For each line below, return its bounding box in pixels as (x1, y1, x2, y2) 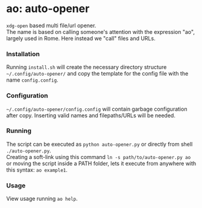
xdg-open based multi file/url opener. (6, 22, 96, 29)
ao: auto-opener (6, 2, 90, 16)
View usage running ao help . (6, 195, 78, 203)
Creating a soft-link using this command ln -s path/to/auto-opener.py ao (6, 153, 191, 160)
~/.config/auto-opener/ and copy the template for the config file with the (6, 70, 189, 77)
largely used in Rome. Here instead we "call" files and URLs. (6, 34, 156, 42)
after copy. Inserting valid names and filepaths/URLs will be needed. (6, 111, 176, 119)
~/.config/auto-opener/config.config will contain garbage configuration (6, 105, 188, 112)
